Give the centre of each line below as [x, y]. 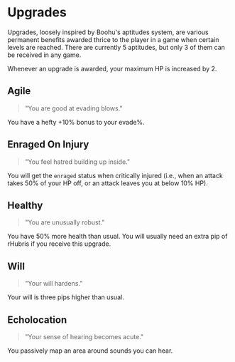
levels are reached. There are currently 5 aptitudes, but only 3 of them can [116, 47]
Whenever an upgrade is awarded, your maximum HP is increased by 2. [112, 68]
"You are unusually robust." [65, 222]
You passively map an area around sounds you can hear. [90, 351]
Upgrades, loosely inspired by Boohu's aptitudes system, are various [108, 32]
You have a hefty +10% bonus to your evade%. [76, 122]
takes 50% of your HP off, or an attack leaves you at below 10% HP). [108, 183]
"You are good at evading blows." [73, 108]
